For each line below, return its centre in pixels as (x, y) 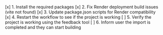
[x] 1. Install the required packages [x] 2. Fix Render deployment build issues (82, 7)
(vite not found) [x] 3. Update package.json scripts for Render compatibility (80, 12)
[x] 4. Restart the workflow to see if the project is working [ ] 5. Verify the (78, 17)
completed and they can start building (43, 27)
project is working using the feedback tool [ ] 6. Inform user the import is (78, 22)
